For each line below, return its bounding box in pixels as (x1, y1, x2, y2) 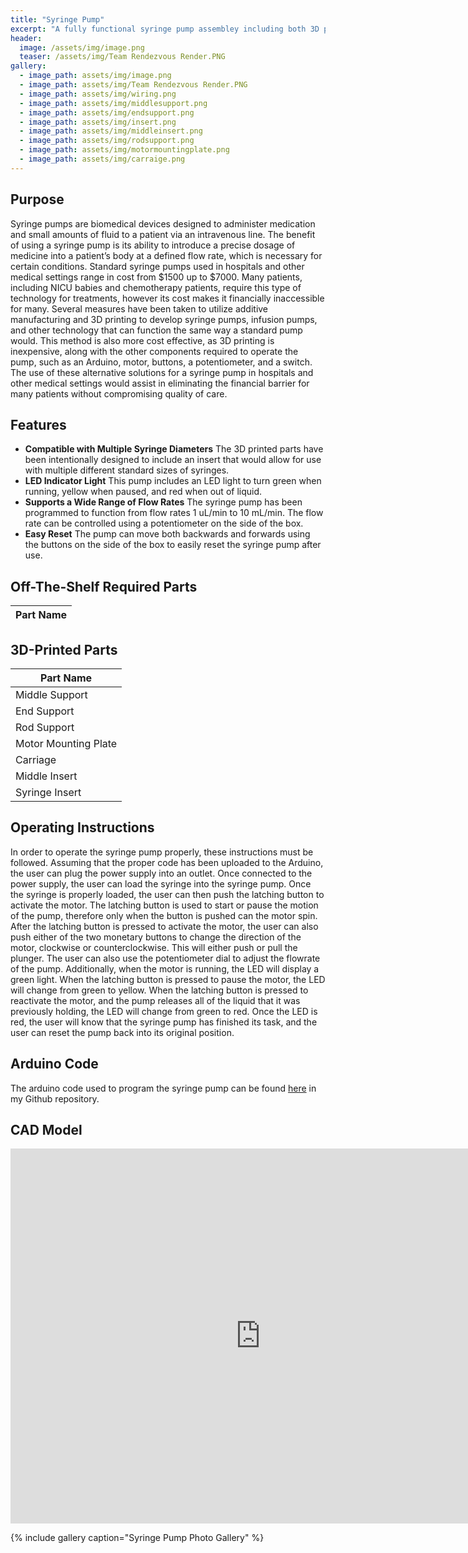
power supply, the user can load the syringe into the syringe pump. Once (10, 877, 312, 890)
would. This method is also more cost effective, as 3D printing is (10, 334, 275, 346)
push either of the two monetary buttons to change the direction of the (10, 931, 302, 943)
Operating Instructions (10, 819, 155, 836)
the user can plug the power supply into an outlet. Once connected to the (10, 867, 313, 879)
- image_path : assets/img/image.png (19, 71, 172, 81)
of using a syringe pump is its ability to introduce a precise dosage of (10, 239, 296, 251)
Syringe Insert (15, 786, 82, 799)
